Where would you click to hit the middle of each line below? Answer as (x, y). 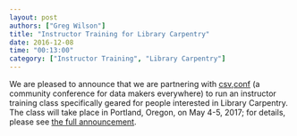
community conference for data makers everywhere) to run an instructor (143, 93)
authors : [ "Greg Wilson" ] (57, 26)
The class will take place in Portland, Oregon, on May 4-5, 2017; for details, (148, 112)
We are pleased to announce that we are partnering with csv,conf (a (135, 84)
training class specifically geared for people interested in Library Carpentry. (149, 103)
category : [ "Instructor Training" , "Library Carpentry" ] (118, 59)
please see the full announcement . (73, 122)
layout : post (34, 17)
